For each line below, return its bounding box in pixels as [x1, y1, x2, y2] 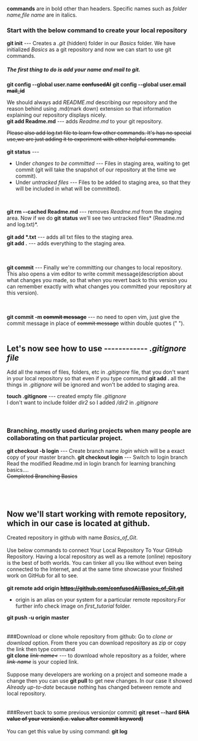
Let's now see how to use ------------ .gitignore [7, 343, 187, 354]
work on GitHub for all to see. [7, 572, 79, 579]
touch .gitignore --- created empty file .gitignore [7, 393, 127, 400]
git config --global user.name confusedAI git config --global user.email [7, 81, 186, 88]
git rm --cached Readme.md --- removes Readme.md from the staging [7, 208, 182, 215]
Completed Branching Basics [7, 473, 78, 480]
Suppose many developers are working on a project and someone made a [7, 671, 187, 678]
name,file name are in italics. [7, 11, 78, 18]
